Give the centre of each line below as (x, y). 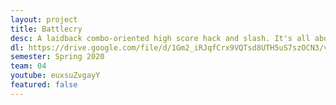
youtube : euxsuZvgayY (55, 76)
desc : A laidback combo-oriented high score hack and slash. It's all (160, 38)
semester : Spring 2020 (57, 57)
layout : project (44, 19)
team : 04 (28, 66)
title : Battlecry (46, 29)
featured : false (44, 85)
